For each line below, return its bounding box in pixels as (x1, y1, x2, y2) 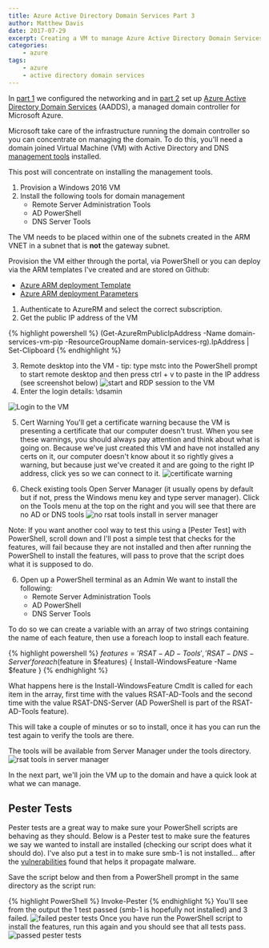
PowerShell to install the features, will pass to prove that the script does (8, 551, 245, 560)
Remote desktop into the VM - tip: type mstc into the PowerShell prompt (19, 361, 258, 370)
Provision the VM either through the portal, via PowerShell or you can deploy (8, 256, 261, 265)
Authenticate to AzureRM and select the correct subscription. (19, 304, 223, 313)
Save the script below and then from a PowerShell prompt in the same (8, 873, 239, 882)
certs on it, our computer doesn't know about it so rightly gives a (19, 451, 234, 461)
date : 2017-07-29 (8, 26, 66, 34)
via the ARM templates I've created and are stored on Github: (8, 264, 210, 274)
